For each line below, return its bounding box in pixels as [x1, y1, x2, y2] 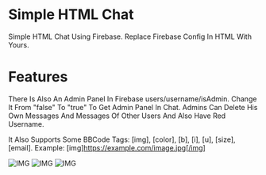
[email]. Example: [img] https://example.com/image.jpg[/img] [8, 143, 206, 152]
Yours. [8, 40, 29, 49]
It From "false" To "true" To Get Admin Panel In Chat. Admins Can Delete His [8, 102, 258, 112]
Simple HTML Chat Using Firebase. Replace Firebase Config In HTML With [8, 32, 253, 41]
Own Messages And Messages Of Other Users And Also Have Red [8, 111, 226, 120]
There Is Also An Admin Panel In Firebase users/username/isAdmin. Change [8, 93, 257, 104]
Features [8, 68, 68, 86]
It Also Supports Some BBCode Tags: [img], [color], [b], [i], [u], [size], [8, 135, 236, 144]
